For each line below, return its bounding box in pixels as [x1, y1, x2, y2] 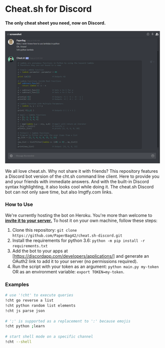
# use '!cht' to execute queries [5, 293, 74, 298]
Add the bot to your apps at [12, 248, 68, 254]
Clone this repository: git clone [12, 227, 77, 233]
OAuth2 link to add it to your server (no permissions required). [12, 258, 138, 264]
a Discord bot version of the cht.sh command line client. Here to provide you [5, 173, 160, 179]
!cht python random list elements [5, 303, 76, 308]
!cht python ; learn [5, 324, 45, 329]
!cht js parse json [5, 308, 45, 313]
